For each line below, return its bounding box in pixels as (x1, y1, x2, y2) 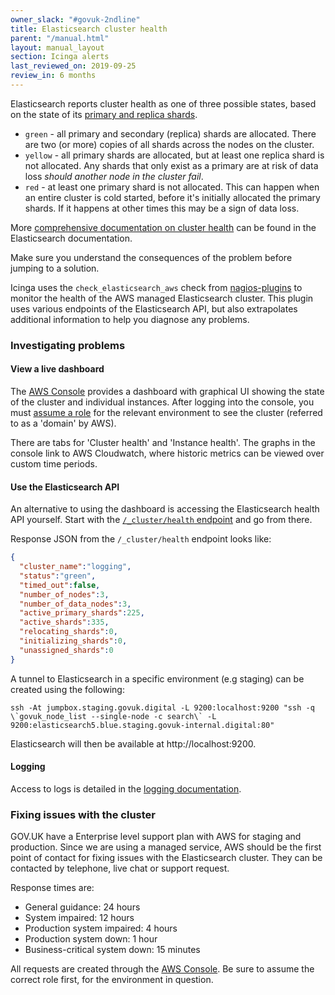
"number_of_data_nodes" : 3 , (19, 599, 132, 609)
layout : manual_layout (10, 42, 105, 53)
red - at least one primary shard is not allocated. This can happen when (24, 181, 320, 193)
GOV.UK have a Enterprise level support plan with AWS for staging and (10, 831, 302, 843)
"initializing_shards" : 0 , (19, 636, 128, 646)
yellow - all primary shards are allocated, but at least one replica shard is (24, 149, 325, 161)
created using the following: (10, 683, 125, 695)
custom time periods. (10, 458, 98, 470)
